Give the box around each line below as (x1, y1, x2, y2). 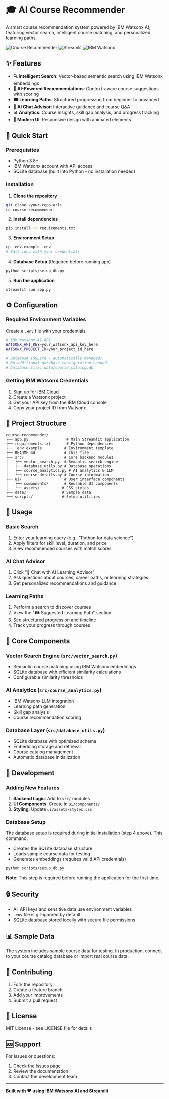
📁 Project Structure (6, 419, 67, 428)
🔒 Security (6, 890, 39, 898)
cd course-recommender (6, 207, 53, 212)
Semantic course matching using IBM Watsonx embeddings (13, 663, 137, 669)
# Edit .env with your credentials (6, 249, 80, 254)
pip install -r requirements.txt (6, 226, 76, 231)
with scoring (13, 91, 39, 97)
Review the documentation (13, 1068, 69, 1074)
